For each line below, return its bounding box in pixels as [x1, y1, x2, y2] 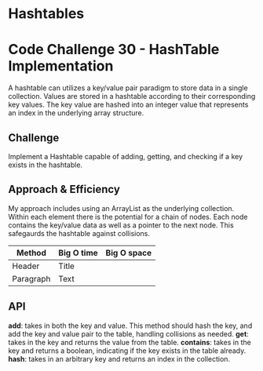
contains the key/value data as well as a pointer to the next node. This [8, 220, 234, 230]
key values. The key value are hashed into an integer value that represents [8, 100, 249, 110]
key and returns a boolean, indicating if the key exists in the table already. [8, 346, 247, 355]
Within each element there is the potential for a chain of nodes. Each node [8, 212, 248, 221]
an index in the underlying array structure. [8, 108, 144, 118]
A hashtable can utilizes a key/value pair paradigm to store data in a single [8, 83, 249, 93]
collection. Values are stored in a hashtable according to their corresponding [8, 92, 256, 101]
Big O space [105, 247, 152, 258]
